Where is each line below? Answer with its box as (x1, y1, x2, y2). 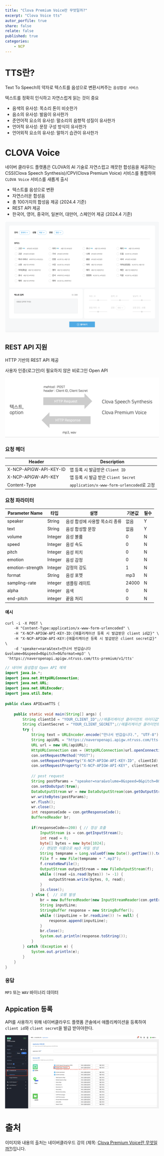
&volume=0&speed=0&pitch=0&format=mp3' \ (5, 651, 91, 656)
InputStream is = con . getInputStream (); (40, 830, 123, 835)
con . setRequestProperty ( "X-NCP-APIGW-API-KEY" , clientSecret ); (31, 763, 163, 768)
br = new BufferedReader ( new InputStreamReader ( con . (40, 897, 150, 903)
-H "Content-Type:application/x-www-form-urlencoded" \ (14, 626, 130, 631)
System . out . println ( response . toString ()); (40, 934, 128, 939)
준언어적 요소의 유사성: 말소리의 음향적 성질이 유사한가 (12, 118, 116, 123)
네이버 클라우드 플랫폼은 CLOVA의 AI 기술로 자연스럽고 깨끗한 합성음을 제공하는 (5, 164, 156, 170)
